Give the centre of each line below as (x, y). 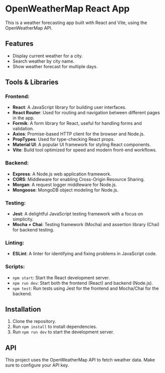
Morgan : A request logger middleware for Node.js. (64, 184)
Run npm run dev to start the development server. (63, 332)
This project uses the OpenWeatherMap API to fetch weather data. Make (80, 360)
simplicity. (23, 219)
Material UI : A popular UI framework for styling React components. (82, 145)
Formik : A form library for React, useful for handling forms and (77, 123)
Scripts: (15, 267)
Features (19, 44)
